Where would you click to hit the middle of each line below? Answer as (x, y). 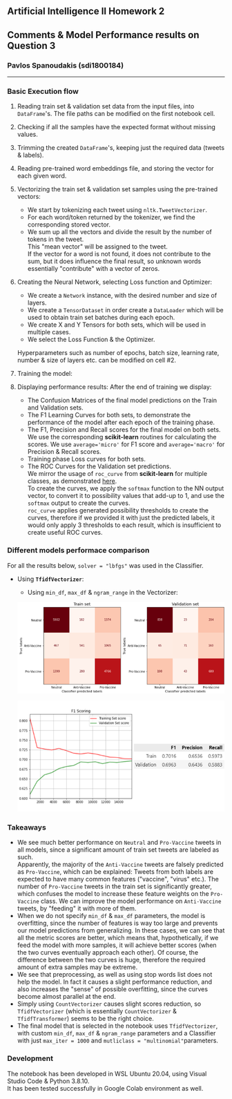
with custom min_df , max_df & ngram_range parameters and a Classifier (116, 1033)
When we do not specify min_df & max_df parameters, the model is (111, 916)
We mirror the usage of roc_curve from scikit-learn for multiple (117, 474)
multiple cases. (49, 332)
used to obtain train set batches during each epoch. (101, 318)
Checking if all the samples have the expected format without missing (116, 127)
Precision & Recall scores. (64, 452)
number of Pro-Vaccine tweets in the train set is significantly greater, (115, 886)
